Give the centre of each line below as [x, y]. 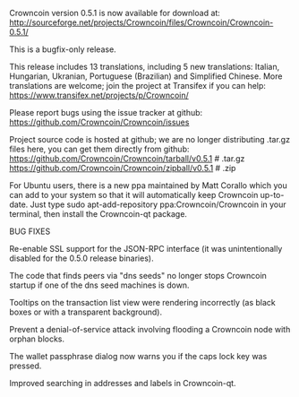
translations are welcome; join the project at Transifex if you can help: [138, 86]
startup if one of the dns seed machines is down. [99, 285]
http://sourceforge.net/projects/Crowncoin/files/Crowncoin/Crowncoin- [141, 22]
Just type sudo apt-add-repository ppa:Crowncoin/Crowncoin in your [158, 204]
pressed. [26, 366]
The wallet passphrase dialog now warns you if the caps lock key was [138, 356]
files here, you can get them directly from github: [99, 149]
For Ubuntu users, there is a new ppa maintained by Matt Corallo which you [149, 186]
